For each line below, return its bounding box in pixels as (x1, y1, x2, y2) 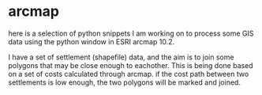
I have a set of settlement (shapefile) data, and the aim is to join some (8, 52, 234, 62)
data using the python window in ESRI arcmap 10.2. (8, 36, 175, 46)
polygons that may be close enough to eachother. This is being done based (8, 60, 254, 70)
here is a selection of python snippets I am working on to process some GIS (8, 28, 254, 38)
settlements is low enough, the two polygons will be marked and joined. (8, 78, 241, 87)
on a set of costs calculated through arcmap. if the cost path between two (8, 69, 249, 78)
